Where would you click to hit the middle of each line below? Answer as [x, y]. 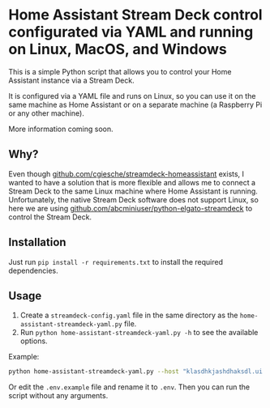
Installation [37, 242]
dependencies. [33, 270]
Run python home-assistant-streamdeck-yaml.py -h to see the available [139, 333]
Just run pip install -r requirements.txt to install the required [116, 261]
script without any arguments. [58, 396]
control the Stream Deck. [50, 217]
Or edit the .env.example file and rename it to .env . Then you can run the [129, 387]
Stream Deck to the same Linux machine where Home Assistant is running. [133, 191]
